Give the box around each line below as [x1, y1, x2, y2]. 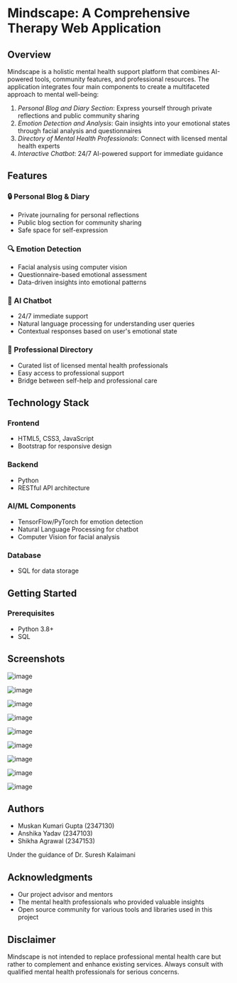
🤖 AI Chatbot [7, 296, 52, 306]
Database [7, 550, 41, 560]
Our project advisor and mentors [17, 890, 114, 899]
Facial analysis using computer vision [17, 262, 128, 271]
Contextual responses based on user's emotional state [17, 327, 177, 336]
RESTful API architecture [17, 483, 90, 492]
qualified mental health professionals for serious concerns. [7, 967, 180, 977]
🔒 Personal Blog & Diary [7, 192, 90, 202]
